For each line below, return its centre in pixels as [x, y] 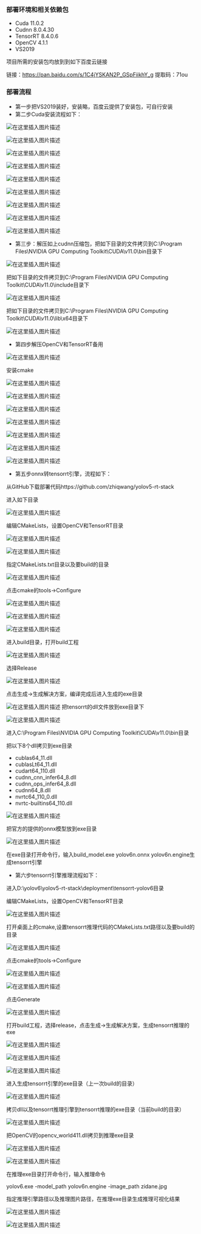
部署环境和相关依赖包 [37, 9]
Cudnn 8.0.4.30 [35, 30]
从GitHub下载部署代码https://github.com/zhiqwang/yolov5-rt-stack [90, 486]
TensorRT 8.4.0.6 [37, 36]
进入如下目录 [22, 499]
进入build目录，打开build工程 [43, 642]
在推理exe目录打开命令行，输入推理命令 [56, 1174]
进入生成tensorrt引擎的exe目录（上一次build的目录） [72, 1083]
